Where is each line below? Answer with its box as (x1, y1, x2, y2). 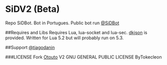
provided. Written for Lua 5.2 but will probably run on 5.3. (5, 35, 124, 41)
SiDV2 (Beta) (5, 3, 60, 15)
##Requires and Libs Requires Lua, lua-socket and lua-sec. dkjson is (5, 29, 147, 35)
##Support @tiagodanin (5, 44, 55, 50)
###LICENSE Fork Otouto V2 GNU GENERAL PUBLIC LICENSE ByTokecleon (5, 54, 162, 60)
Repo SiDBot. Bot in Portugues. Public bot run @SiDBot (5, 20, 120, 26)
